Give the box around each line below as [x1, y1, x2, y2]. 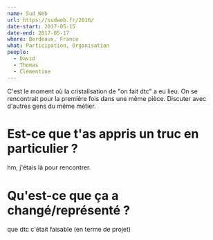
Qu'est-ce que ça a [7, 187, 119, 203]
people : [7, 49, 30, 56]
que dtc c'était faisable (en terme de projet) [7, 225, 131, 234]
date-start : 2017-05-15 [7, 23, 76, 30]
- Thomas [13, 62, 39, 68]
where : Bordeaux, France [7, 36, 79, 43]
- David [13, 55, 36, 62]
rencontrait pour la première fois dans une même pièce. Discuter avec [7, 94, 207, 102]
